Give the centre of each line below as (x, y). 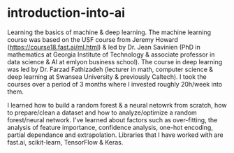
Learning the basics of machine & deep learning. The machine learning (109, 32)
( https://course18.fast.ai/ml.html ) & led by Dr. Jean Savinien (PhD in (104, 47)
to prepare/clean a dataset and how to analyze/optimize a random (102, 112)
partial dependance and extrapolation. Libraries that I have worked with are (115, 135)
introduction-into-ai (66, 13)
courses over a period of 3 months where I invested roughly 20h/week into (115, 84)
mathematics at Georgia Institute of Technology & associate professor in (111, 54)
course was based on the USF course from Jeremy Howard (93, 39)
